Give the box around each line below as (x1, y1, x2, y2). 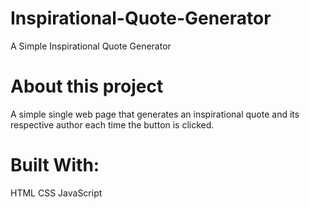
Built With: (10, 154, 100, 177)
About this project (10, 75, 164, 98)
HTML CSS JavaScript (10, 187, 103, 199)
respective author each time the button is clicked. (10, 118, 215, 131)
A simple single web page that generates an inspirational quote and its (10, 108, 300, 120)
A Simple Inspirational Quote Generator (10, 40, 172, 52)
